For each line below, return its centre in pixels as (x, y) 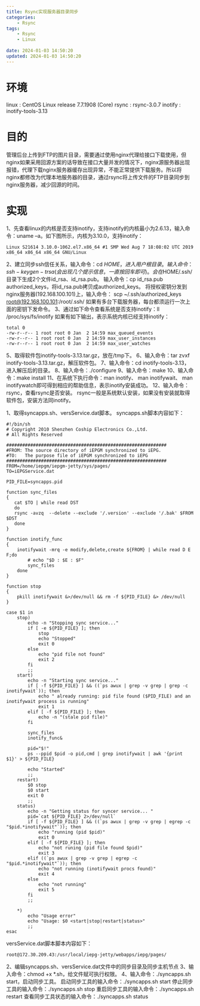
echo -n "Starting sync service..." (73, 681)
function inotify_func (34, 539)
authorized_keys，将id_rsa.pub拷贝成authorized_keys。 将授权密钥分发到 (97, 287)
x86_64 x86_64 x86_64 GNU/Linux (46, 253)
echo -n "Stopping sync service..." (73, 623)
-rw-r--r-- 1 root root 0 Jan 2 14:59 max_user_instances (81, 338)
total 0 (16, 328)
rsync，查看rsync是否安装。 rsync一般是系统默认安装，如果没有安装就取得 (98, 393)
